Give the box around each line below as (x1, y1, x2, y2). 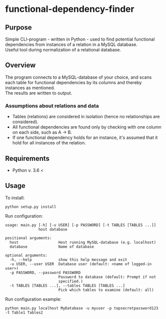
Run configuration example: (5, 296, 62, 302)
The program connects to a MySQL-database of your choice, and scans (5, 74, 152, 80)
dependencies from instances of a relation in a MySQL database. (5, 42, 138, 47)
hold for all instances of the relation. (12, 140, 86, 146)
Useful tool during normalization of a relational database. (5, 47, 121, 52)
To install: (5, 194, 25, 201)
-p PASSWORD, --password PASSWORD (9, 270, 81, 275)
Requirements (5, 154, 50, 163)
